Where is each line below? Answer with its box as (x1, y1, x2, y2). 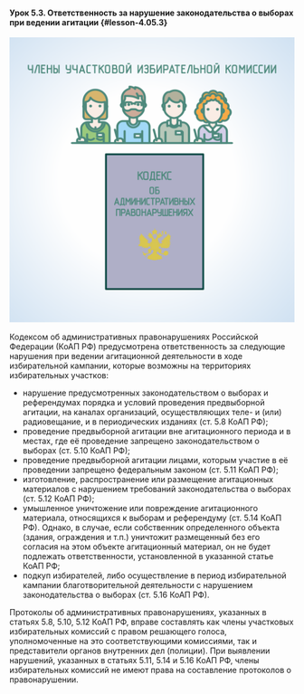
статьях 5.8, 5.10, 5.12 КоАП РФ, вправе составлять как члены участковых (9, 616, 294, 628)
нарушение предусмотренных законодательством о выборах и (22, 387, 269, 398)
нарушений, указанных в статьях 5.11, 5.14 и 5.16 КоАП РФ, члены (9, 655, 260, 666)
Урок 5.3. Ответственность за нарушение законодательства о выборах (9, 7, 294, 18)
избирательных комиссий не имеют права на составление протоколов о (9, 665, 292, 676)
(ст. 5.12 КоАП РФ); (22, 493, 95, 504)
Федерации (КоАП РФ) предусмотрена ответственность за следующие (9, 341, 286, 352)
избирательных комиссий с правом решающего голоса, (9, 626, 228, 637)
